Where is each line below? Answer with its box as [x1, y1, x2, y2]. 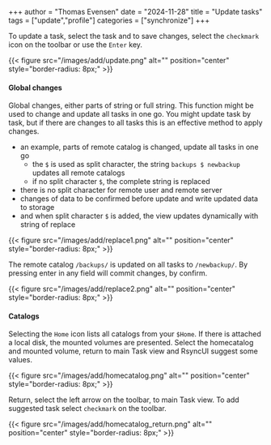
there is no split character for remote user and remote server [19, 186, 222, 195]
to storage [19, 203, 55, 212]
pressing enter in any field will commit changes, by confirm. [8, 268, 208, 278]
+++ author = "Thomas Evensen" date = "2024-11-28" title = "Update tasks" [8, 7, 263, 16]
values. [8, 355, 32, 365]
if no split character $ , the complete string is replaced [32, 177, 210, 186]
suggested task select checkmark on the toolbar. [8, 404, 167, 413]
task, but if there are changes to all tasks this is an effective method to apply [8, 118, 263, 128]
